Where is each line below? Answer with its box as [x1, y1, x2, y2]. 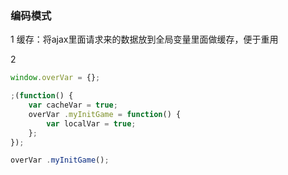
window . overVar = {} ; [10, 73, 101, 83]
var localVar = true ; [46, 118, 137, 129]
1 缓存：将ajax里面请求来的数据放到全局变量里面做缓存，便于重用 [10, 33, 279, 46]
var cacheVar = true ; [28, 100, 118, 111]
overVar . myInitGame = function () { [28, 109, 182, 119]
